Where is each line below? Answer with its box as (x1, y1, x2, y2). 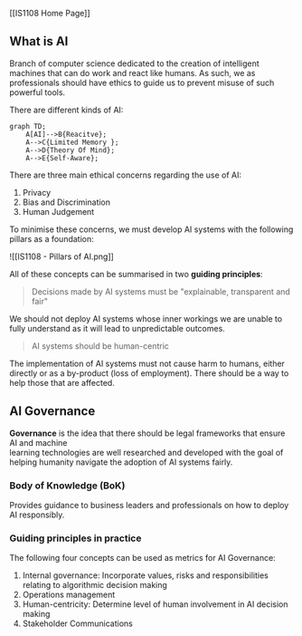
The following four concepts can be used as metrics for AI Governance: (9, 553, 276, 564)
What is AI (9, 34, 69, 49)
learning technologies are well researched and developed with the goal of (9, 447, 284, 458)
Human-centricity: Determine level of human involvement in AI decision (22, 599, 288, 610)
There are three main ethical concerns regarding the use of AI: (9, 169, 242, 180)
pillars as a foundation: (9, 233, 95, 244)
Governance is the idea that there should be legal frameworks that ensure (9, 428, 286, 438)
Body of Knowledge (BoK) (9, 479, 126, 492)
